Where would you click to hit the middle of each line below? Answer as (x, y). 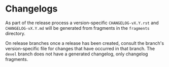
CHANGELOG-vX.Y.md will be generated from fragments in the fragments (77, 28)
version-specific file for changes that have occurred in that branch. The (80, 48)
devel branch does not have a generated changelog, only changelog (77, 54)
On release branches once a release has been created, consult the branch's (84, 43)
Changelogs (31, 9)
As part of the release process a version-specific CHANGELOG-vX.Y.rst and (82, 23)
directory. (15, 33)
